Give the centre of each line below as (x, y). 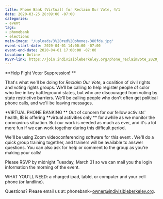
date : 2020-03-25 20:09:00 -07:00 (40, 14)
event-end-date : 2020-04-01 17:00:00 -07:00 (51, 50)
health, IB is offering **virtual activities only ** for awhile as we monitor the (80, 117)
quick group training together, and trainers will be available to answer (74, 142)
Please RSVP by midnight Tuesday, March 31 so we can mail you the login (79, 162)
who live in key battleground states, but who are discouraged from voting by (81, 93)
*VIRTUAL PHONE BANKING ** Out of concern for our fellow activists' (75, 113)
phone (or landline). (25, 182)
